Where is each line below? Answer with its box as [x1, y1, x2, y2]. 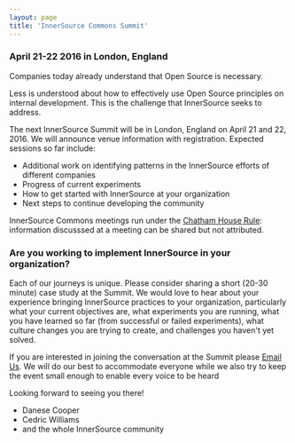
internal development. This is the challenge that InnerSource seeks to [9, 97, 263, 107]
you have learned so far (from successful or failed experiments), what [9, 316, 264, 327]
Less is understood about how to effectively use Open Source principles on [9, 88, 284, 99]
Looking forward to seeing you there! [9, 388, 144, 399]
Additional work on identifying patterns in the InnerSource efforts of [21, 160, 270, 170]
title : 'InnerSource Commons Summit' [9, 21, 149, 30]
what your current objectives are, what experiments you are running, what [9, 306, 280, 317]
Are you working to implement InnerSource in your [9, 246, 231, 258]
